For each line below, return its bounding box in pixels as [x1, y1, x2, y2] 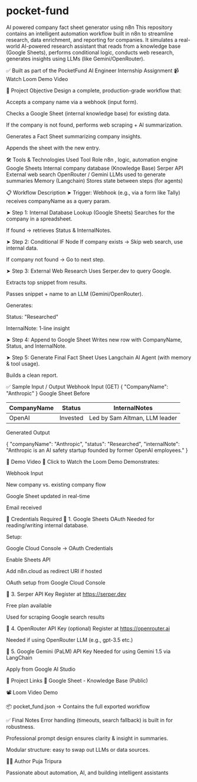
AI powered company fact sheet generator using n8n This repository [6, 24, 173, 31]
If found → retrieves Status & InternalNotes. [6, 227, 112, 234]
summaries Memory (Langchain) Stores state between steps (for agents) [6, 177, 183, 184]
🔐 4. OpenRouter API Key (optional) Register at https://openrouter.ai [6, 625, 170, 632]
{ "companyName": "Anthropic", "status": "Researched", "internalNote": [6, 440, 180, 447]
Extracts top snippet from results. [6, 279, 87, 286]
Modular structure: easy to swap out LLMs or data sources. [6, 746, 150, 753]
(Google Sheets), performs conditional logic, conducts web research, [6, 49, 174, 56]
